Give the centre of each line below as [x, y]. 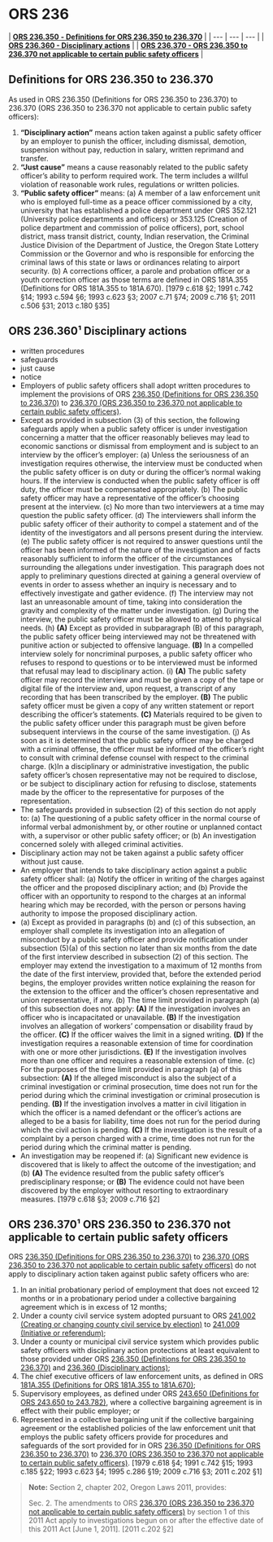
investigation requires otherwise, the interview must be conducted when [141, 463]
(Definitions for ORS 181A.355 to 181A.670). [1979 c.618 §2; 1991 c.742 [136, 288]
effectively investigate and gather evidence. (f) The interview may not [136, 593]
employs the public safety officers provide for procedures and [124, 1437]
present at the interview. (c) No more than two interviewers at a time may [142, 507]
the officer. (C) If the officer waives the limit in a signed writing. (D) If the [142, 1035]
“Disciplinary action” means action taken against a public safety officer [141, 132]
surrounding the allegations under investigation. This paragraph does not [142, 567]
